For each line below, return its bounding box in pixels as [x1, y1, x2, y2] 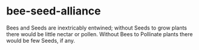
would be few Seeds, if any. [6, 37, 76, 44]
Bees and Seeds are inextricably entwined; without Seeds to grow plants [6, 24, 188, 31]
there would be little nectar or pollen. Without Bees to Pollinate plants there [6, 30, 193, 37]
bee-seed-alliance [6, 4, 101, 18]
